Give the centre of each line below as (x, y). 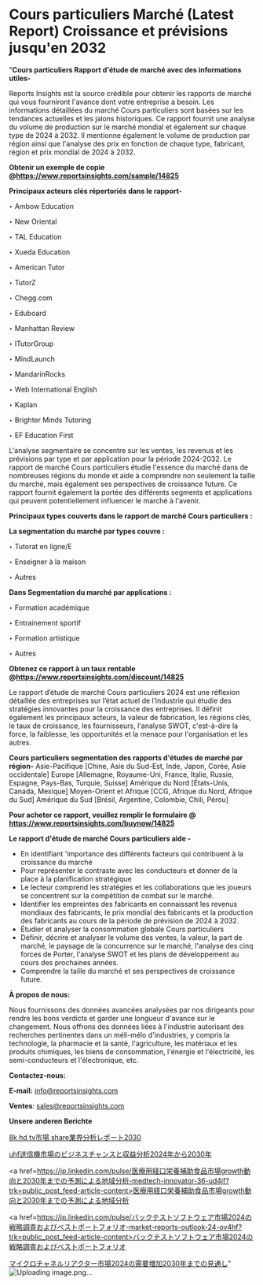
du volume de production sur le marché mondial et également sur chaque (128, 127)
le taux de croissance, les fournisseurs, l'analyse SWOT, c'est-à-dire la (124, 726)
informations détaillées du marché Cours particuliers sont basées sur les (126, 110)
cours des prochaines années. (69, 962)
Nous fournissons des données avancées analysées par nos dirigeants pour (132, 1009)
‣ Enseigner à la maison (47, 562)
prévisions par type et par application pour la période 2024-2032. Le (121, 459)
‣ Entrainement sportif (45, 622)
